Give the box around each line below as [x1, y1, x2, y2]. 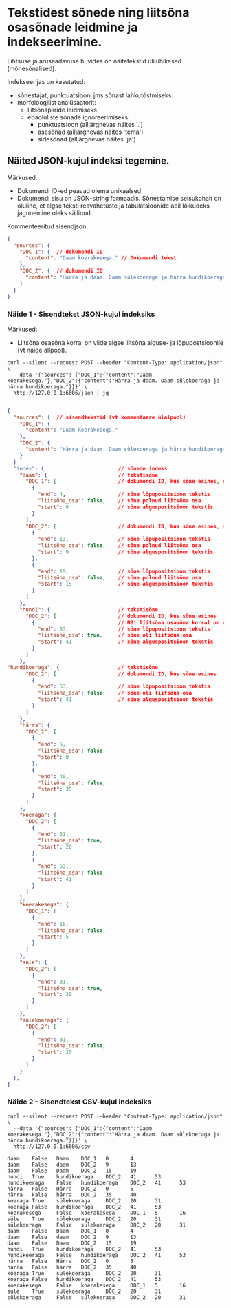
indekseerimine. [7, 34, 102, 50]
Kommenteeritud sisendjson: [7, 222, 88, 230]
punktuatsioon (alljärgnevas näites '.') [37, 120, 143, 128]
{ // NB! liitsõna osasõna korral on [32, 619, 220, 626]
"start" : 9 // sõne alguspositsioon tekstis [37, 548, 214, 556]
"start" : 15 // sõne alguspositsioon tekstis [37, 581, 214, 588]
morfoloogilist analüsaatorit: [16, 98, 96, 106]
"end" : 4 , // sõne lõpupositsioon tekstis [37, 491, 211, 498]
